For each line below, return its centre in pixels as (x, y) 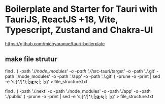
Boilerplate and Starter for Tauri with (81, 9)
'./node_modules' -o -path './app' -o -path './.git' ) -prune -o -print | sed (88, 76)
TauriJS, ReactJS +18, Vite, (62, 19)
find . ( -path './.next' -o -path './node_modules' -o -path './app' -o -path (78, 91)
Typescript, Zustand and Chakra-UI (79, 30)
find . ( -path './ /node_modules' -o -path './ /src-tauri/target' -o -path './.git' (80, 71)
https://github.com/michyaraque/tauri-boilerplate (55, 43)
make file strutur (31, 59)
